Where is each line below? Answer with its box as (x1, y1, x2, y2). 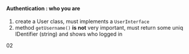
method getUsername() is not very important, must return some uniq (14, 24, 184, 31)
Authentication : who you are (6, 5, 81, 12)
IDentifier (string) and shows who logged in (14, 30, 123, 38)
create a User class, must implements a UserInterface (14, 18, 150, 25)
